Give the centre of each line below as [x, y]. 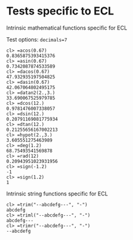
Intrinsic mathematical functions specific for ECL [67, 28]
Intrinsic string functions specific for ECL [57, 194]
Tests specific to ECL [60, 11]
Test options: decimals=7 [37, 39]
